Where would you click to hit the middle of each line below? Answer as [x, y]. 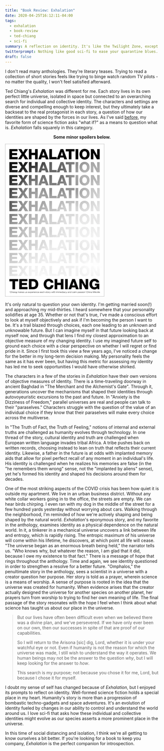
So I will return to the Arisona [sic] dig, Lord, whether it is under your [86, 642]
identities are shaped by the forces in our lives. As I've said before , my [76, 117]
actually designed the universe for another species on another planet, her [79, 592]
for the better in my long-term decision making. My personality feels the [77, 356]
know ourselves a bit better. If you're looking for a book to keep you [73, 738]
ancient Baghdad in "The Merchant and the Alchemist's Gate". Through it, [79, 386]
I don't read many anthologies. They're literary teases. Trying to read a [76, 71]
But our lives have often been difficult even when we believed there [85, 617]
